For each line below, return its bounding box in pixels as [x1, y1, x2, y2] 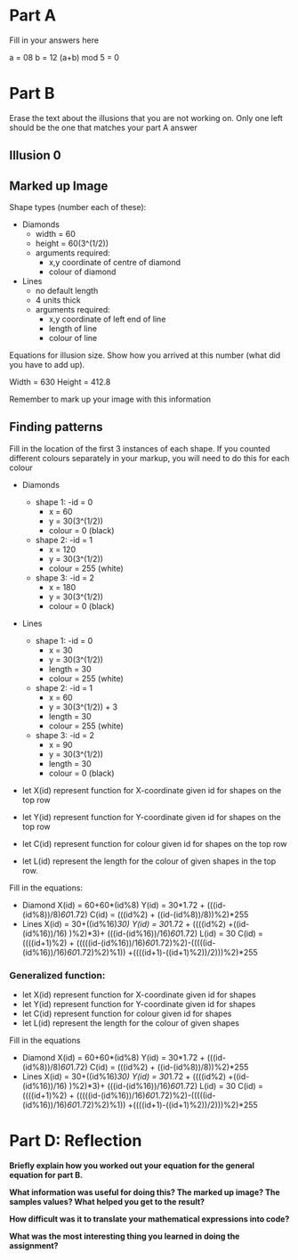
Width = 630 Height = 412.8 [9, 377, 111, 387]
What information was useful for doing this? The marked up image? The [9, 1187, 280, 1198]
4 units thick [35, 295, 82, 305]
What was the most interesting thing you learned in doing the [9, 1231, 240, 1242]
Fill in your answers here [9, 35, 100, 45]
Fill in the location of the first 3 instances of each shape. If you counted [9, 443, 270, 454]
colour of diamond [48, 266, 117, 277]
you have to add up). [9, 360, 85, 370]
